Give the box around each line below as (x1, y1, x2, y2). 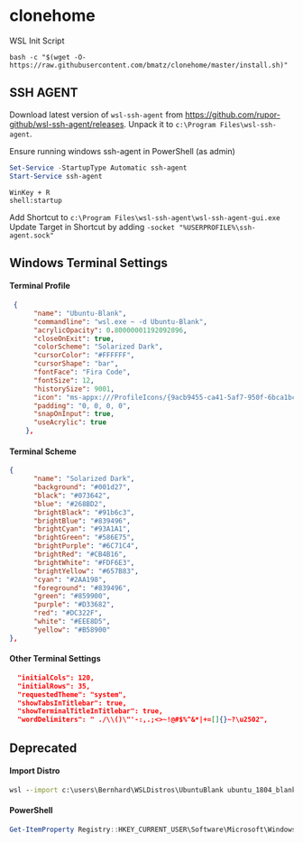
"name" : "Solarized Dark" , (32, 475, 135, 484)
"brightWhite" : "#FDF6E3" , (32, 558, 135, 567)
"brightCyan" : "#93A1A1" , (32, 524, 131, 533)
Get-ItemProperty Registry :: (9, 825, 119, 834)
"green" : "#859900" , (32, 592, 111, 601)
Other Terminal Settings (9, 653, 101, 664)
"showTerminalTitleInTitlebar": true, (17, 707, 164, 716)
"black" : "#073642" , (32, 491, 111, 500)
